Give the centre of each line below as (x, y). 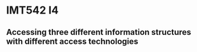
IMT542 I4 (33, 10)
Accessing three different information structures (99, 32)
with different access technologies (72, 41)
